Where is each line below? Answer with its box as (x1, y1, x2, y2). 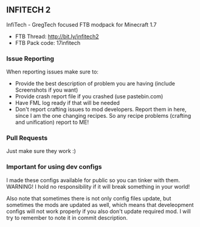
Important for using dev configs (6, 163, 102, 171)
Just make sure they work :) (6, 147, 76, 155)
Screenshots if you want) (15, 86, 78, 93)
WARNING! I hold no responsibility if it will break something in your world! (6, 183, 190, 190)
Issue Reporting (6, 54, 55, 63)
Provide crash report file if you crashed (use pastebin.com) (15, 93, 164, 100)
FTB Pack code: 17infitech (15, 39, 81, 46)
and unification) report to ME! (15, 118, 89, 126)
